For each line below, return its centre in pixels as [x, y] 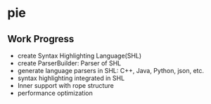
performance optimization [55, 93]
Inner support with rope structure [66, 85]
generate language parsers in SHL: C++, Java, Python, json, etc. [111, 71]
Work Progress [41, 39]
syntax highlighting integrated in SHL [71, 78]
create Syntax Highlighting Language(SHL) [79, 56]
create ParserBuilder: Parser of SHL [69, 63]
